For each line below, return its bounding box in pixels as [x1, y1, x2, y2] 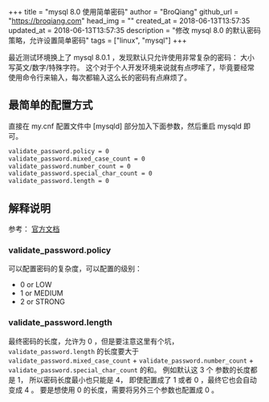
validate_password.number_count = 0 [8, 162, 131, 170]
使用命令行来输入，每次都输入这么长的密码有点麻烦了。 [8, 73, 191, 82]
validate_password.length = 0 [8, 177, 110, 185]
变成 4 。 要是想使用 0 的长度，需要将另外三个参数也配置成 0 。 [8, 384, 219, 395]
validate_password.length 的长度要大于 [8, 346, 139, 355]
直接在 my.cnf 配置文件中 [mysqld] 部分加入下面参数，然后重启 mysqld [8, 121, 243, 131]
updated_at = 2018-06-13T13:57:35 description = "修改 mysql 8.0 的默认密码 [8, 26, 261, 35]
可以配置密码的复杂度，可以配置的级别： [8, 264, 142, 274]
